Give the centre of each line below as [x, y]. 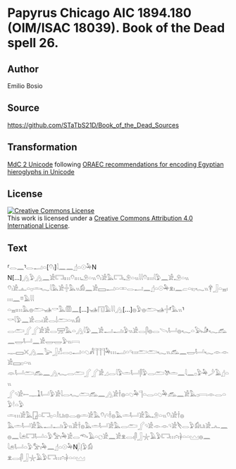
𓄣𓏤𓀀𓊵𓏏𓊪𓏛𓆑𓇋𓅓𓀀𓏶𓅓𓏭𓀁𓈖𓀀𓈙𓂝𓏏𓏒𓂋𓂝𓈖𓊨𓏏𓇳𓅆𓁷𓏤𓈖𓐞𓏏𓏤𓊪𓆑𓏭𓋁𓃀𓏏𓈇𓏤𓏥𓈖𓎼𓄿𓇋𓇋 [118, 288]
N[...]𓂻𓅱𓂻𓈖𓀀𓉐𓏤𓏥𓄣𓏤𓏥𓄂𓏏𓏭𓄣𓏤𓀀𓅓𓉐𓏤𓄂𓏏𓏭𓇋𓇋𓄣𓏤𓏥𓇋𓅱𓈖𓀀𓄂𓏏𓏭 [98, 278]
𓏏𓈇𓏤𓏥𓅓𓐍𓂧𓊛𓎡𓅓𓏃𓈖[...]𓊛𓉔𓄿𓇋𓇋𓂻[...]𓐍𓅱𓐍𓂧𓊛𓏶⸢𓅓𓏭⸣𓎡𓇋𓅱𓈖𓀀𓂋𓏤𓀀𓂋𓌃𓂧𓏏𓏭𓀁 [96, 310]
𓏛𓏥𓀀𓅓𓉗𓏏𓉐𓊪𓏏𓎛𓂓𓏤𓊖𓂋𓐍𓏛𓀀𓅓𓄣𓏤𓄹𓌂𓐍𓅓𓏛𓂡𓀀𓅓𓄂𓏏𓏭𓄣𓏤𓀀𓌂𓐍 [96, 415]
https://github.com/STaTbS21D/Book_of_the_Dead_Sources [93, 125]
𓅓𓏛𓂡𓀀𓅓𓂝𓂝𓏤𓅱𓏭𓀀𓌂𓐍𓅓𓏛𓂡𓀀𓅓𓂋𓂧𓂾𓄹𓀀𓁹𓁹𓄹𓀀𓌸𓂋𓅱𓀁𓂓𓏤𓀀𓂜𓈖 [118, 426]
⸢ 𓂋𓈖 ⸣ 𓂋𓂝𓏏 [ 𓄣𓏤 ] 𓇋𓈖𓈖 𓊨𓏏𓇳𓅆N [52, 267]
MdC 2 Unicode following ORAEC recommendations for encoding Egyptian [116, 164]
